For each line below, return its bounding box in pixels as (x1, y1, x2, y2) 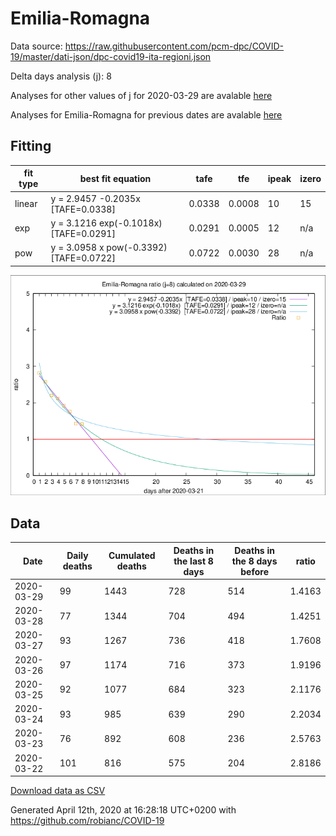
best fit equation (79, 172, 152, 184)
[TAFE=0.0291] (50, 227, 116, 239)
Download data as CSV (10, 785, 106, 797)
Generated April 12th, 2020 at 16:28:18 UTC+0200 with (10, 804, 237, 816)
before (240, 565, 269, 577)
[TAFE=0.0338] (50, 203, 116, 215)
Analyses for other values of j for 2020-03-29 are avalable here (10, 89, 273, 101)
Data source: (10, 40, 63, 52)
